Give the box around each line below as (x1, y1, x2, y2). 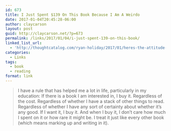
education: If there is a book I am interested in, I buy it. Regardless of (17, 92, 162, 99)
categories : (5, 50, 31, 55)
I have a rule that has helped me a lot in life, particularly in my (17, 87, 147, 93)
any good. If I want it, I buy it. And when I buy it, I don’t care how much (17, 109, 166, 115)
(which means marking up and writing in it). (17, 120, 109, 126)
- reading (10, 69, 31, 74)
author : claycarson (5, 21, 47, 27)
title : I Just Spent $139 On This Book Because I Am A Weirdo (5, 12, 140, 17)
